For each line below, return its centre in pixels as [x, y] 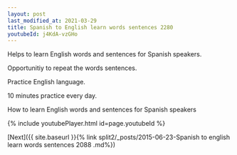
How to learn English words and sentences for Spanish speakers [102, 110]
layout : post [27, 14]
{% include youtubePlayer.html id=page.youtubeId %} [86, 124]
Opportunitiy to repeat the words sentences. [72, 68]
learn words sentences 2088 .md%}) [62, 145]
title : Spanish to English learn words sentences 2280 [90, 27]
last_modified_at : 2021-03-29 [52, 21]
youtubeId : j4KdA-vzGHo [43, 34]
